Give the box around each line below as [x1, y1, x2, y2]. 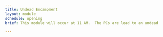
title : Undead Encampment [5, 7, 58, 12]
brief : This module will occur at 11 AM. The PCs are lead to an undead [5, 20, 159, 25]
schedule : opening [5, 16, 42, 21]
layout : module [5, 12, 36, 16]
